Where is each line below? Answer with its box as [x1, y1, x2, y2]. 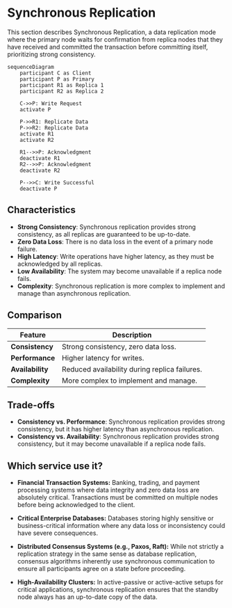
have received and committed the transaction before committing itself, [7, 42, 208, 51]
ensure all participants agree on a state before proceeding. [17, 565, 186, 573]
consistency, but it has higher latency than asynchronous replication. [17, 425, 215, 433]
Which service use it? [7, 460, 103, 472]
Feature [19, 330, 47, 339]
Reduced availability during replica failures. [61, 364, 203, 374]
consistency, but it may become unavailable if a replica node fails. [17, 440, 206, 448]
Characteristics [7, 204, 76, 216]
